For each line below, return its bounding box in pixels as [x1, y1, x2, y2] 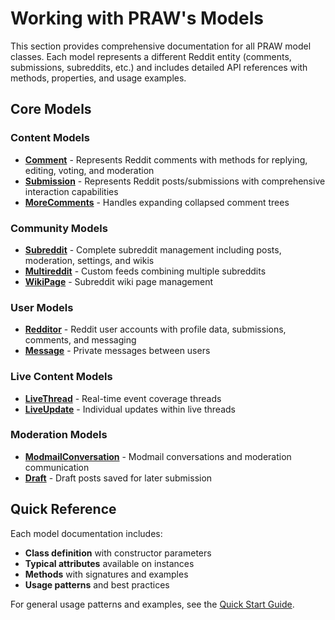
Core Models [10, 101, 92, 118]
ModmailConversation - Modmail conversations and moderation [24, 450, 292, 462]
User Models [10, 300, 74, 314]
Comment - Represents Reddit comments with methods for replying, [24, 153, 308, 166]
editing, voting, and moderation [24, 164, 155, 176]
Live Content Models [10, 370, 113, 384]
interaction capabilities [24, 185, 119, 197]
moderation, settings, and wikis [24, 254, 155, 266]
